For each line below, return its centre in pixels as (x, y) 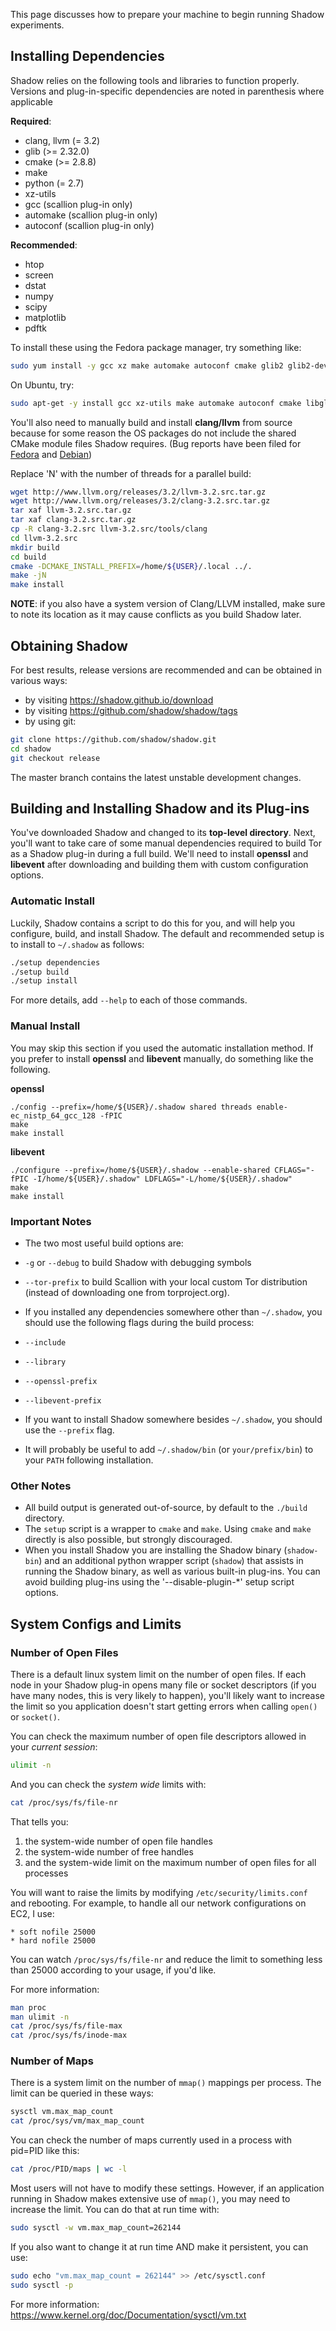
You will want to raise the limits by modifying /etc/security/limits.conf (159, 1892)
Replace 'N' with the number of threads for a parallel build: (131, 473)
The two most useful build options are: (104, 1243)
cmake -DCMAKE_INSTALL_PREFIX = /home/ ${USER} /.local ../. (131, 566)
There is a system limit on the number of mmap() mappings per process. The (166, 2083)
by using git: (50, 721)
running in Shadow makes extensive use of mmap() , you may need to (150, 2199)
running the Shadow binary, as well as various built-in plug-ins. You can (172, 1571)
